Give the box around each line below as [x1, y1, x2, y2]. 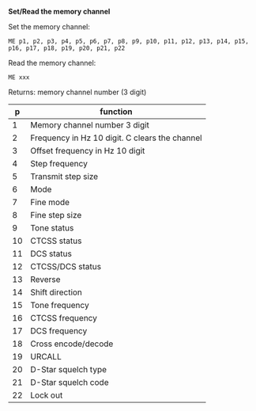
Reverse [30, 274, 61, 284]
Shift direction [30, 287, 83, 298]
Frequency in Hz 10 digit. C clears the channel [30, 132, 203, 143]
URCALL [30, 352, 62, 362]
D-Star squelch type [30, 364, 107, 375]
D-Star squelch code [30, 377, 109, 387]
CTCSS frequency [30, 313, 97, 323]
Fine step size [30, 210, 82, 220]
